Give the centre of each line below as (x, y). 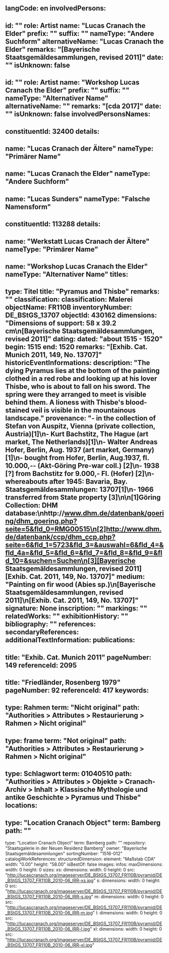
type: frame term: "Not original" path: (66, 740)
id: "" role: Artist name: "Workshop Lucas (72, 82)
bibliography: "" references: (51, 624)
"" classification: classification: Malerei (69, 299)
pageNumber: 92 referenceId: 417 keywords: (77, 691)
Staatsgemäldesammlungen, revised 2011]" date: (84, 57)
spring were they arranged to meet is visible (76, 395)
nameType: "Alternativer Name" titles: (67, 274)
